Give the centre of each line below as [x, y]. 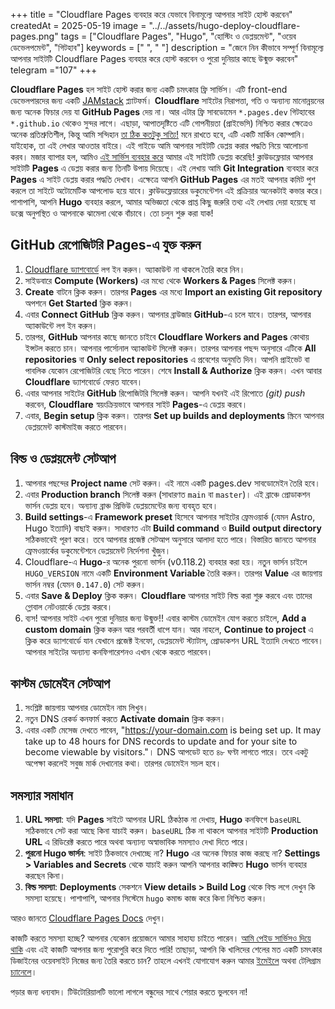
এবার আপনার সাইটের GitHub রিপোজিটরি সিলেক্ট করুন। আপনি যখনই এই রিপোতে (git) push [165, 393]
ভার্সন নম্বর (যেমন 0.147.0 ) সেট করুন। [85, 584]
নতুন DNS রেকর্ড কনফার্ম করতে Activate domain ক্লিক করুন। [125, 719]
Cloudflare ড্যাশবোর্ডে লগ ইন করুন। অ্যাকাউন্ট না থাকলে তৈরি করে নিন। [135, 269]
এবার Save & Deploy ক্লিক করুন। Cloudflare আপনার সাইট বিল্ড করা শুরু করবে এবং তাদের [168, 595]
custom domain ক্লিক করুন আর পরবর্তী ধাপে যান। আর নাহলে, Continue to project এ [169, 629]
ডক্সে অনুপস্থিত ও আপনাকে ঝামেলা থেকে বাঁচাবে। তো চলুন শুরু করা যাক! [112, 213]
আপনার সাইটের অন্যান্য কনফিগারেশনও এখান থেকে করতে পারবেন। [118, 651]
